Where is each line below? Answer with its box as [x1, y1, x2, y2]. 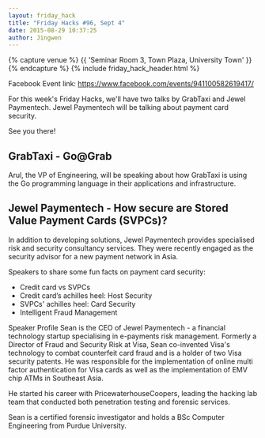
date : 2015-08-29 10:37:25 [8, 26, 97, 34]
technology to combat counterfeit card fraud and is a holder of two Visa [8, 348, 243, 357]
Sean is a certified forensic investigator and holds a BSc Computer [8, 412, 225, 421]
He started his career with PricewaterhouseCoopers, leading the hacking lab [8, 388, 258, 398]
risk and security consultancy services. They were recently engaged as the [8, 243, 254, 253]
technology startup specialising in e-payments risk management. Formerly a [8, 331, 257, 341]
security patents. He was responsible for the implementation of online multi [8, 357, 253, 366]
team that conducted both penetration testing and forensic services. [8, 397, 231, 406]
